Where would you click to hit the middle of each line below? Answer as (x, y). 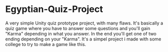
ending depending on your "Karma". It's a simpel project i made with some (83, 39)
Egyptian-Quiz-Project (54, 9)
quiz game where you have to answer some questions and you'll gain (78, 28)
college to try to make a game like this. (46, 44)
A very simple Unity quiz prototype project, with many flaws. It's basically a (84, 23)
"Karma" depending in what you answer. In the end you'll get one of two (81, 33)
